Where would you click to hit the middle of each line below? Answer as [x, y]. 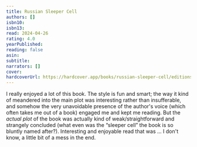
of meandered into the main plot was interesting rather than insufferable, [94, 100]
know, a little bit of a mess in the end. [51, 138]
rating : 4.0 [21, 39]
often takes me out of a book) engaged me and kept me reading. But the [93, 113]
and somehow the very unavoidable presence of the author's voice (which [96, 106]
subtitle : [18, 61]
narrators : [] [23, 66]
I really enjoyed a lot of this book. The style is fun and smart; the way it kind [97, 94]
